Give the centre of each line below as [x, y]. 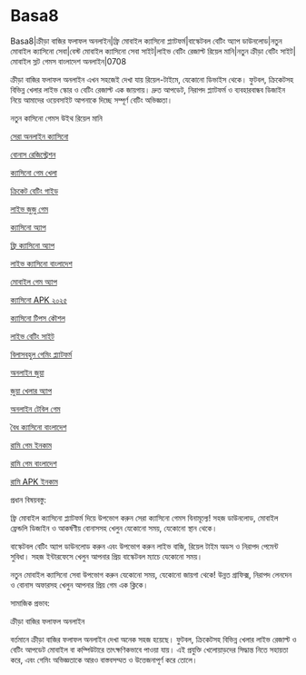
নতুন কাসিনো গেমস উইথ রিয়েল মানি [56, 118]
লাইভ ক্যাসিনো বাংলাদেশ [41, 263]
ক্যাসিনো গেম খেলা [34, 173]
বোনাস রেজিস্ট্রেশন [33, 154]
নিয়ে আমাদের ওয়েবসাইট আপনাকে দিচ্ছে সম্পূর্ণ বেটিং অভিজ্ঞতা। [92, 100]
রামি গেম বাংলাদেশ [34, 463]
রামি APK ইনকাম [34, 481]
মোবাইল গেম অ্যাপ [34, 282]
